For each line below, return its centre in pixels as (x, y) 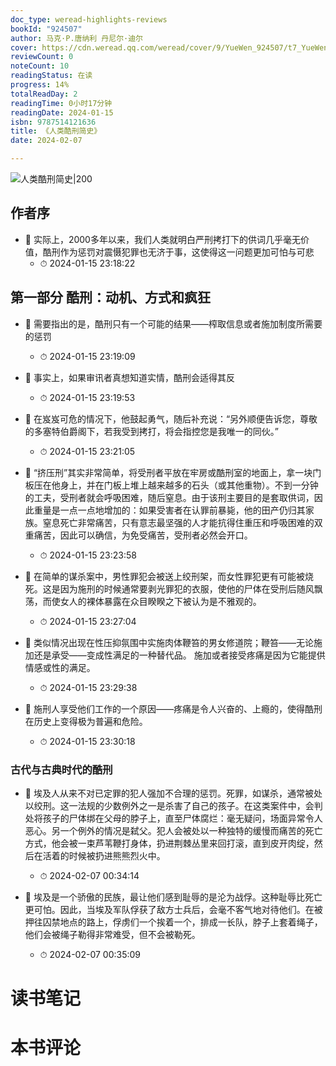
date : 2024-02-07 (46, 141)
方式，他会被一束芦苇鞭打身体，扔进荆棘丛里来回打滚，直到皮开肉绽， (169, 843)
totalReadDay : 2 (44, 94)
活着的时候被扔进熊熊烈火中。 (104, 855)
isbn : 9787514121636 (53, 122)
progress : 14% (40, 85)
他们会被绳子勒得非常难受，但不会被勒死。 (112, 934)
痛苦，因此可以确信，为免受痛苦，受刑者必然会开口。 (143, 535)
